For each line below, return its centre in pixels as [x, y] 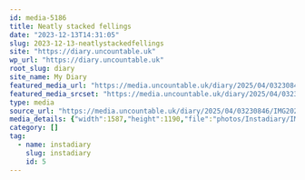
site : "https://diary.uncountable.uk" [83, 52]
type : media [32, 102]
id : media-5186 [38, 18]
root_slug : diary [42, 69]
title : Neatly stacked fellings [70, 26]
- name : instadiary [54, 145]
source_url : [32, 111]
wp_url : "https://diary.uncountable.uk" [87, 60]
